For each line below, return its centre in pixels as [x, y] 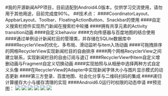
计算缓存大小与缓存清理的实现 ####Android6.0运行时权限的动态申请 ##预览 [83, 82]
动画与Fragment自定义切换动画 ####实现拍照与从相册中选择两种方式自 [83, 63]
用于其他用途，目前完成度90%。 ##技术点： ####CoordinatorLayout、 [78, 13]
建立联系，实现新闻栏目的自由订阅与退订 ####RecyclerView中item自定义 [80, 57]
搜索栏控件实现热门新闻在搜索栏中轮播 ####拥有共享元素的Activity [78, 26]
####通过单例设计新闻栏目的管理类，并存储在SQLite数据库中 [68, 38]
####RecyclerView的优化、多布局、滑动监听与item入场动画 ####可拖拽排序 [84, 45]
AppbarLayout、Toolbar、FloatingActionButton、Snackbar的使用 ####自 [81, 20]
